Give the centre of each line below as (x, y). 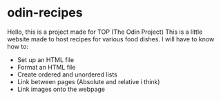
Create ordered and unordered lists (67, 74)
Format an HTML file (46, 67)
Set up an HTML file (46, 59)
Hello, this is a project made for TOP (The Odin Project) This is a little (105, 32)
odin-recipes (45, 13)
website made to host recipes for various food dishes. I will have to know (111, 39)
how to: (18, 46)
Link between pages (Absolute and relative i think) (88, 81)
